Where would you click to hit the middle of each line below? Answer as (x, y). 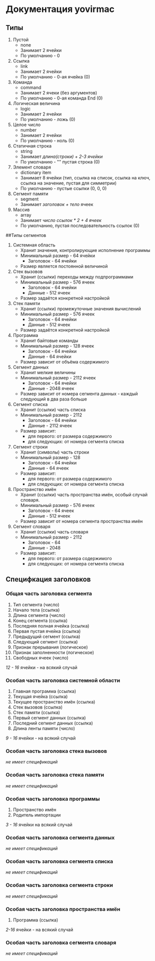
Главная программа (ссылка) (44, 691)
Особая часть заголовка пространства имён (63, 909)
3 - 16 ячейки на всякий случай (39, 824)
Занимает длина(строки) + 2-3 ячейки (61, 156)
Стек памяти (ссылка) (36, 712)
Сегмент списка (30, 404)
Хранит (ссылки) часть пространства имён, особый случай (84, 494)
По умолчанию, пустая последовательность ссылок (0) (80, 225)
